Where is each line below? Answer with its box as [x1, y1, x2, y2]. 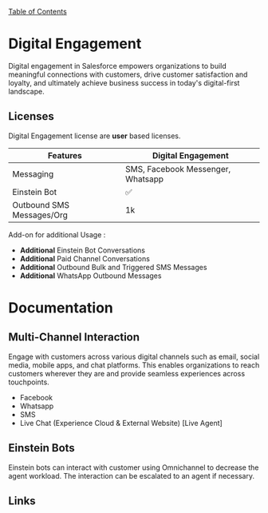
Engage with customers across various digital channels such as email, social [8, 352, 260, 361]
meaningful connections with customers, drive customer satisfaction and [8, 70, 248, 79]
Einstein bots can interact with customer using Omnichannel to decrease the [8, 463, 259, 472]
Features [47, 149, 82, 161]
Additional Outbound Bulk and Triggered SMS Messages [19, 262, 207, 272]
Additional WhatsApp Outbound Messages [19, 271, 162, 280]
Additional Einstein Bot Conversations [19, 245, 146, 255]
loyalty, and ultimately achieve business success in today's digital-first [8, 78, 240, 87]
